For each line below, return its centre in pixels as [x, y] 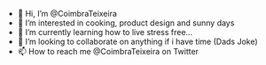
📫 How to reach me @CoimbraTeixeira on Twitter [108, 51]
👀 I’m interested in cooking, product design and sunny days [126, 23]
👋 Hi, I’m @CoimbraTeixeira [67, 14]
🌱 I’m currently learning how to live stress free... [105, 32]
